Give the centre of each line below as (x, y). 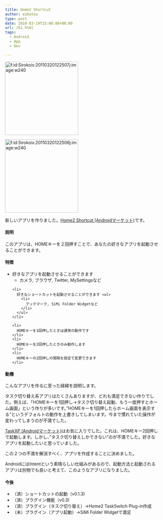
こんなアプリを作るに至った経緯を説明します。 (52, 386)
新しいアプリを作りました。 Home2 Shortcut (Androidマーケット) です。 (76, 220)
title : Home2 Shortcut (28, 10)
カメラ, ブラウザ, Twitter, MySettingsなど (60, 280)
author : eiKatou (21, 14)
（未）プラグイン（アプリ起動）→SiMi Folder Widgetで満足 (72, 512)
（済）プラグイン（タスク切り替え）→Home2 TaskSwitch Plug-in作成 (82, 506)
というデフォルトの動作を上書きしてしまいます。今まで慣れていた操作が (83, 414)
